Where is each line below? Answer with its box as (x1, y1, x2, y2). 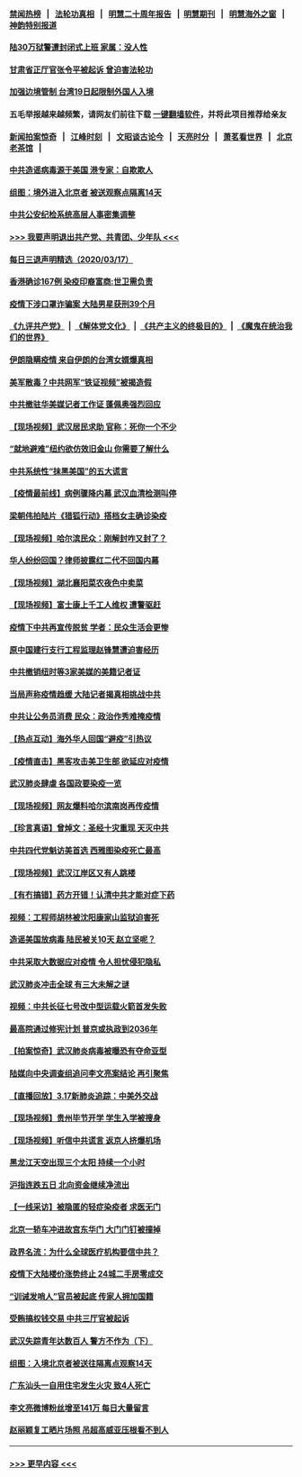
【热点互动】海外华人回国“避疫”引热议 (9, 734, 153, 743)
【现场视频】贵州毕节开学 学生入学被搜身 (9, 1113, 162, 1124)
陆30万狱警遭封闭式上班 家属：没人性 (9, 41, 148, 53)
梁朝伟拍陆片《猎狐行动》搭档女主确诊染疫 (9, 510, 167, 522)
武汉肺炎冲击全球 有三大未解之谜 (9, 979, 130, 989)
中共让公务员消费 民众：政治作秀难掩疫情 (9, 711, 162, 722)
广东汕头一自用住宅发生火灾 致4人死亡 (9, 1380, 151, 1391)
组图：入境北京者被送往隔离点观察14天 (9, 1357, 153, 1369)
